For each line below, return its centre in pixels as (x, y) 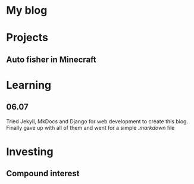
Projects (27, 38)
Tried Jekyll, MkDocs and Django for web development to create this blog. (97, 121)
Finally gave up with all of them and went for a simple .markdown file (90, 127)
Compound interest (43, 174)
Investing (30, 152)
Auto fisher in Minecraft (51, 59)
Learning (29, 85)
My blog (27, 10)
